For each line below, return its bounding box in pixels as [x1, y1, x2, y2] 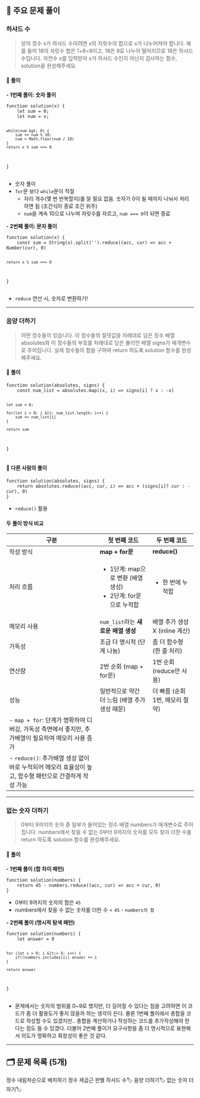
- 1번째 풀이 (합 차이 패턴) [6, 865, 64, 872]
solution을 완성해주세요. [20, 62, 77, 69]
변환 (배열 [117, 574, 143, 582]
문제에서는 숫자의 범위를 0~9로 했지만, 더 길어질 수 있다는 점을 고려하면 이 [14, 1003, 187, 1010]
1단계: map [110, 565, 140, 573]
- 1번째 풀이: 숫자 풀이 [6, 91, 57, 98]
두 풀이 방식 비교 [6, 520, 44, 527]
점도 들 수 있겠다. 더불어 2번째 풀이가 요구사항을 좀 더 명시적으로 [26, 1025, 176, 1032]
